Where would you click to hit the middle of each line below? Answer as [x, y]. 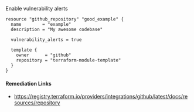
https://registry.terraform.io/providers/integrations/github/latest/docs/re [101, 97]
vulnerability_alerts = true [46, 40]
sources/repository [37, 103]
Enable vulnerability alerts [37, 9]
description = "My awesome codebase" [57, 29]
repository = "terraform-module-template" [69, 60]
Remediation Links [29, 83]
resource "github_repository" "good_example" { [65, 19]
